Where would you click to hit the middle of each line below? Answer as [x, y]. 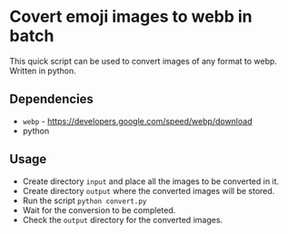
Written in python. [43, 71]
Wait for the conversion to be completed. [99, 210]
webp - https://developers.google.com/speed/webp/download [137, 121]
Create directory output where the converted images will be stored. [149, 190]
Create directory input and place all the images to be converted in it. [151, 181]
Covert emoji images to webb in [131, 17]
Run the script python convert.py [84, 200]
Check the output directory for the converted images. [123, 219]
